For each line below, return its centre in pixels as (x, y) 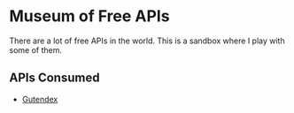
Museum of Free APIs (89, 16)
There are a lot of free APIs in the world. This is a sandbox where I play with (147, 41)
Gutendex (40, 99)
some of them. (35, 49)
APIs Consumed (54, 78)
